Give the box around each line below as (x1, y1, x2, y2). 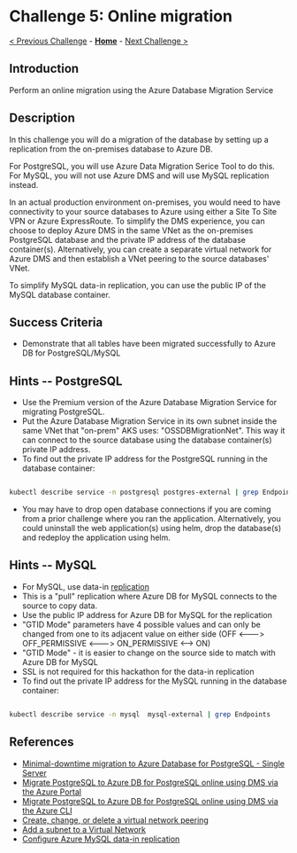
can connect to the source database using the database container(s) (21, 434, 272, 445)
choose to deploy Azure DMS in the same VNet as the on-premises (9, 224, 254, 236)
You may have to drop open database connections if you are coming (21, 504, 271, 515)
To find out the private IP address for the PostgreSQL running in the (21, 454, 268, 465)
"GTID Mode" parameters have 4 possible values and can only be (21, 619, 261, 630)
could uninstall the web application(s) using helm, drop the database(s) (21, 523, 282, 534)
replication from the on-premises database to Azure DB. (9, 144, 214, 154)
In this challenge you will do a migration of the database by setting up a (9, 134, 270, 145)
